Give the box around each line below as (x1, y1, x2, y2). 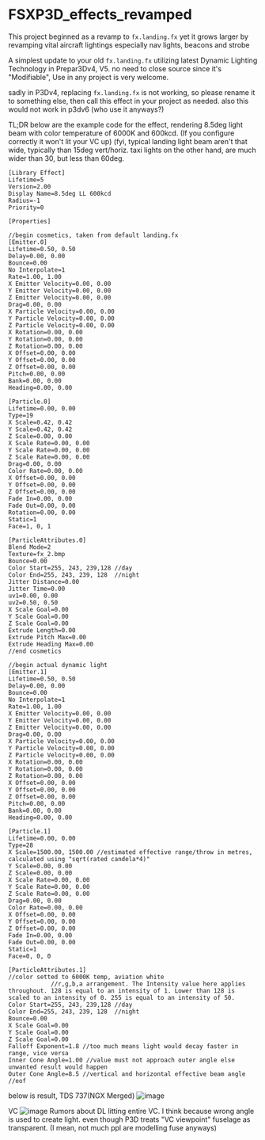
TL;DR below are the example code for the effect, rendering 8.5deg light (8, 120, 243, 129)
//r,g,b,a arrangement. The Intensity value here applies (50, 980, 246, 988)
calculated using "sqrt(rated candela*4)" (8, 855, 150, 863)
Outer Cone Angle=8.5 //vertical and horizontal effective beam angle (8, 1069, 246, 1078)
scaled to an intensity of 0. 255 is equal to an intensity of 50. (8, 993, 236, 1001)
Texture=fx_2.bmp (8, 550, 66, 558)
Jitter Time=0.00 (8, 585, 66, 593)
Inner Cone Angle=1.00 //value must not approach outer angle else (8, 1056, 236, 1064)
